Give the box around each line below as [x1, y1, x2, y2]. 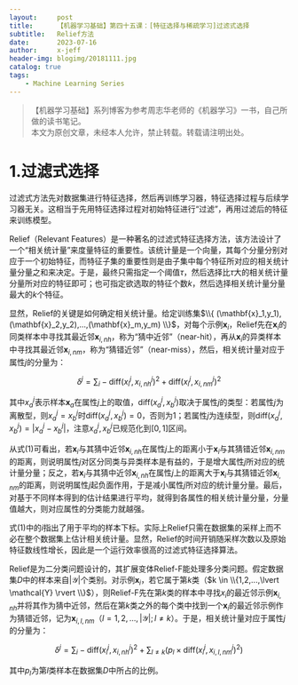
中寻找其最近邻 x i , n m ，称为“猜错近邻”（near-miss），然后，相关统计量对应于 [9, 344, 286, 356]
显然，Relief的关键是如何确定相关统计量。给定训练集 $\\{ [9, 307, 215, 318]
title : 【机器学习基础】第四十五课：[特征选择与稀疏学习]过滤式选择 [9, 21, 250, 30]
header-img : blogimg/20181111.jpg [9, 54, 137, 63]
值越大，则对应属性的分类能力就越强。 [9, 504, 149, 514]
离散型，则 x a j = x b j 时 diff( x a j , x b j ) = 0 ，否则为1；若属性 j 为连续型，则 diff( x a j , [9, 408, 283, 423]
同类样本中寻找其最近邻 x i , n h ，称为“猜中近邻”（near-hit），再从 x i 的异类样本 [9, 331, 282, 345]
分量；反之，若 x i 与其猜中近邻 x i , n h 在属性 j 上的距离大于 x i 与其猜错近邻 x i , [24, 467, 281, 480]
